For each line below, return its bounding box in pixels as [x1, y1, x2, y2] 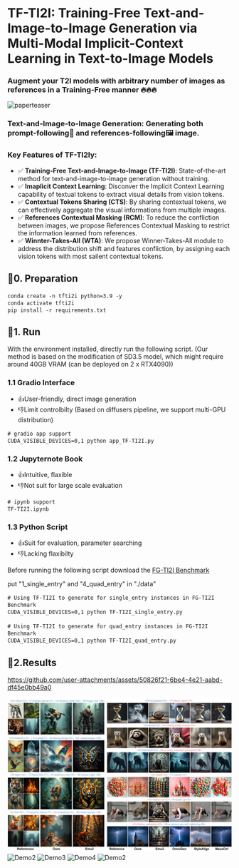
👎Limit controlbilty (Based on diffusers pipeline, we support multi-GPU [17, 405, 226, 414]
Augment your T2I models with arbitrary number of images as [7, 76, 225, 86]
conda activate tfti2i [7, 300, 75, 307]
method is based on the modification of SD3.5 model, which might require [7, 352, 224, 361]
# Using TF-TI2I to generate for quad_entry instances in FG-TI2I [7, 623, 208, 630]
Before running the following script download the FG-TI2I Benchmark [7, 566, 210, 575]
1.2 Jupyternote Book [7, 454, 83, 464]
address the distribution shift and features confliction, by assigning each [17, 244, 230, 252]
